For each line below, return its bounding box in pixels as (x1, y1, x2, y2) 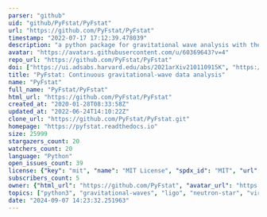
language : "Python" (8, 152, 73, 160)
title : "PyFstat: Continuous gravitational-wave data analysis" (8, 71, 226, 79)
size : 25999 (8, 130, 48, 138)
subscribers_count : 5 (8, 174, 80, 183)
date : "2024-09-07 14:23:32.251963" (8, 196, 130, 204)
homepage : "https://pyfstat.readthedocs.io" (8, 122, 158, 130)
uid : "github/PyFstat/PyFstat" (8, 19, 112, 27)
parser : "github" (8, 11, 66, 20)
